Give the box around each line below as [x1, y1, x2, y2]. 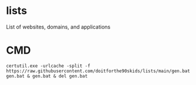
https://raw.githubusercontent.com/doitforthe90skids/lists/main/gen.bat [6, 68, 191, 74]
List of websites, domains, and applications [6, 23, 110, 30]
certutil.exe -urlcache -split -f [6, 63, 91, 69]
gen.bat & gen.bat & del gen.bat [6, 73, 88, 79]
